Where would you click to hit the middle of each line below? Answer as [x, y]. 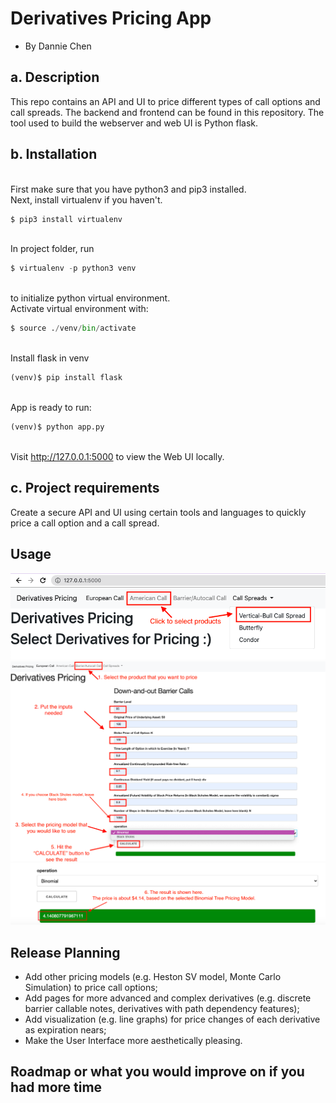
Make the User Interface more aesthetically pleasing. [133, 1041]
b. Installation [54, 154]
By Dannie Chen [58, 46]
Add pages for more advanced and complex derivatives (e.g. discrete [168, 998]
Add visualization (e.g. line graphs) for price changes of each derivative [172, 1019]
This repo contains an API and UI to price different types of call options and [165, 101]
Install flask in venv [50, 358]
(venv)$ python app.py [57, 427]
